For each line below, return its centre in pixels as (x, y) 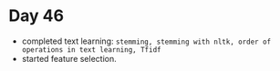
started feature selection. (69, 58)
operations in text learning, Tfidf (91, 50)
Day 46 (36, 16)
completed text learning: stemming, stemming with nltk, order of (146, 41)
